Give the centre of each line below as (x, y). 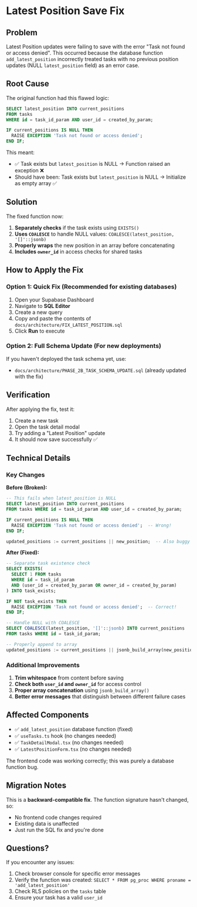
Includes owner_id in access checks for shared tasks (78, 252)
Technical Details (38, 458)
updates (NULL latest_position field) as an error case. (73, 65)
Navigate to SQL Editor (42, 306)
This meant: (21, 153)
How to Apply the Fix (45, 270)
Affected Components (47, 715)
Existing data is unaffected (47, 824)
